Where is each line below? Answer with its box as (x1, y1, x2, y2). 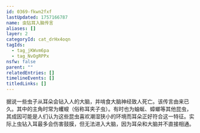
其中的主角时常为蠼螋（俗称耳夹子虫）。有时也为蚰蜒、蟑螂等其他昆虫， (16, 106, 192, 112)
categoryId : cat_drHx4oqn (6, 36, 70, 42)
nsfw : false (6, 58, 36, 64)
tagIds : (6, 42, 26, 48)
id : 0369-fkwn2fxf (6, 8, 52, 15)
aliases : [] (6, 25, 36, 32)
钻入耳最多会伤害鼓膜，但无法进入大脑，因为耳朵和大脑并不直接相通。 (21, 120, 195, 127)
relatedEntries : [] (6, 70, 55, 76)
